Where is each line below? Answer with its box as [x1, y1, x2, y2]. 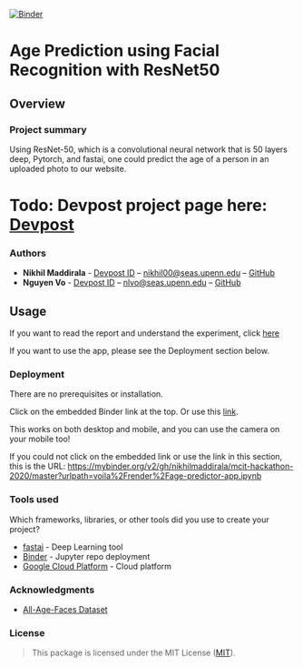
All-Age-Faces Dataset [22, 604, 108, 615]
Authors [9, 247, 47, 259]
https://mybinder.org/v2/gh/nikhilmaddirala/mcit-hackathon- [67, 460, 294, 472]
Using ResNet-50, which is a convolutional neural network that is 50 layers [9, 144, 288, 155]
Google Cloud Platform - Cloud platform [22, 561, 172, 571]
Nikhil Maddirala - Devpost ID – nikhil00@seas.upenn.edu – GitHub [22, 268, 275, 278]
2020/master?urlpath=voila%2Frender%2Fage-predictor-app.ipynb [9, 470, 262, 481]
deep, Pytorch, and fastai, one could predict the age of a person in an [9, 153, 269, 164]
